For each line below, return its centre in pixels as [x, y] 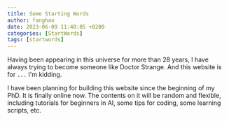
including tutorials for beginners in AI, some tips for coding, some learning [114, 103]
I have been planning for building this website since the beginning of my [111, 88]
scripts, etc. [25, 111]
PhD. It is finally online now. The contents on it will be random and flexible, [114, 96]
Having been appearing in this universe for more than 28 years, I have [108, 59]
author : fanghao [31, 20]
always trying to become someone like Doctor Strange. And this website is [114, 67]
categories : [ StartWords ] [45, 33]
